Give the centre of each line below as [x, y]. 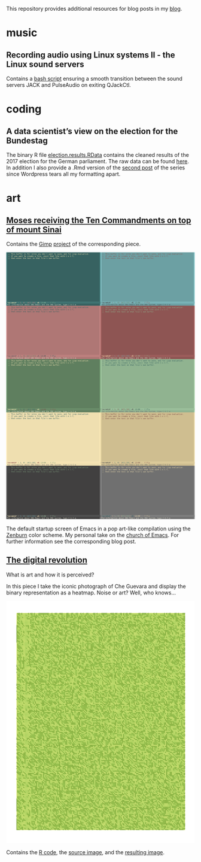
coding [24, 109]
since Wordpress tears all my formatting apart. [63, 174]
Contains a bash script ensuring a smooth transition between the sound [94, 78]
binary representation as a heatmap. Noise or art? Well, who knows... [91, 593]
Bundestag [27, 140]
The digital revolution [47, 560]
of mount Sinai [34, 230]
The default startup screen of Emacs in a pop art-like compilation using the [99, 529]
